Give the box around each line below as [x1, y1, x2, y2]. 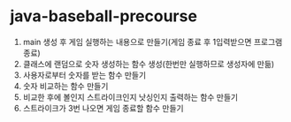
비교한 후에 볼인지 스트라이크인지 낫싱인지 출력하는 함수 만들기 [22, 91, 238, 103]
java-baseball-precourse [10, 6, 198, 27]
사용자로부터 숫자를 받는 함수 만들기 [22, 69, 147, 80]
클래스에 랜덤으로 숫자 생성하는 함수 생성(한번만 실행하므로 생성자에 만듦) [22, 58, 275, 69]
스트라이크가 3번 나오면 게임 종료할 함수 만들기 [22, 103, 184, 113]
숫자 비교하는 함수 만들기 [22, 80, 109, 91]
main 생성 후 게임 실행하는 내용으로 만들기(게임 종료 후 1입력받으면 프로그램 [22, 36, 283, 47]
